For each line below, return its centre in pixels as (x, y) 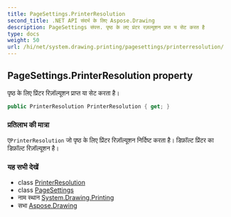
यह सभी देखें (23, 166)
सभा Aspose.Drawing (47, 206)
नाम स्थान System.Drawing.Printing (66, 198)
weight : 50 (23, 41)
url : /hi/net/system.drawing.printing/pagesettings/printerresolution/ (116, 47)
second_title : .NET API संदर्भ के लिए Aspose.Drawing (81, 21)
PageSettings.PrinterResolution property (100, 76)
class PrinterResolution (51, 183)
